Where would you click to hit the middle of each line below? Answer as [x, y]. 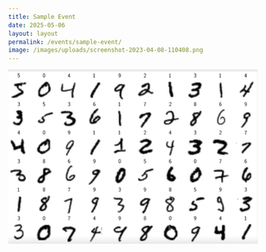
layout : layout [33, 33]
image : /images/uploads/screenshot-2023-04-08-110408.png [106, 50]
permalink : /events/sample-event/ [65, 42]
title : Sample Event [42, 17]
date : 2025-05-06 [37, 25]
